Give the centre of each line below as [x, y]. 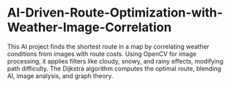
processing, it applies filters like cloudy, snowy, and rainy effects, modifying [115, 61]
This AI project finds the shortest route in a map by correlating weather [108, 46]
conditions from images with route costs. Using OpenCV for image [102, 54]
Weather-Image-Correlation [89, 27]
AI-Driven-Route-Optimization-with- [115, 13]
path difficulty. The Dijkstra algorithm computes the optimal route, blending [114, 68]
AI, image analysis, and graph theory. [60, 76]
